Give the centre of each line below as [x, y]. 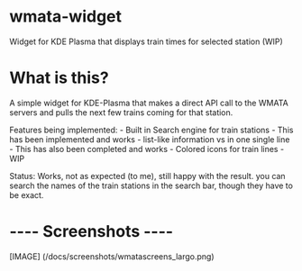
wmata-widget [66, 17]
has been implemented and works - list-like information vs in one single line [150, 139]
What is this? [59, 78]
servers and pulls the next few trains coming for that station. [121, 112]
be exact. [27, 194]
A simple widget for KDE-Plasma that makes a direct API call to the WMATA [149, 103]
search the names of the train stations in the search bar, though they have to [151, 185]
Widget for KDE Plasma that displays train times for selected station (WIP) [146, 41]
